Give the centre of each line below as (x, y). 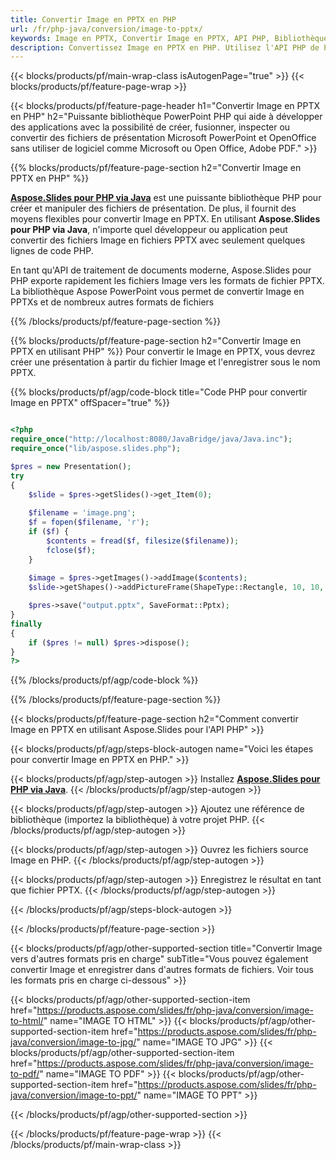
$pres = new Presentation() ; (71, 466)
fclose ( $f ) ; (71, 550)
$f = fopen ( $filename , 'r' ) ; (89, 522)
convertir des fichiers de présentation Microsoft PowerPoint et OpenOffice (163, 138)
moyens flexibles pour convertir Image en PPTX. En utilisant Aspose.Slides (165, 219)
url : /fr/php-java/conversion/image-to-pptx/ (106, 29)
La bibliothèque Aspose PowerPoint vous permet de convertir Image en (157, 292)
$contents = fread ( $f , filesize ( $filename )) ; (143, 541)
